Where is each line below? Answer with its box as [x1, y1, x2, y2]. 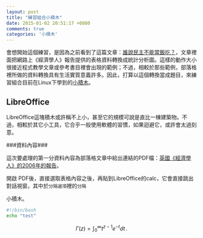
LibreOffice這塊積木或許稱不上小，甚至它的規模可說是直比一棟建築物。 [6, 113, 182, 121]
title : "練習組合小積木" [6, 14, 62, 21]
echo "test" [6, 213, 36, 219]
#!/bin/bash [6, 207, 36, 213]
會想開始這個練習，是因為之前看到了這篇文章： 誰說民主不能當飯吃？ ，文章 [6, 49, 192, 56]
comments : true [6, 25, 45, 32]
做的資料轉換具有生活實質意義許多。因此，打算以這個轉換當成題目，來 [16, 71, 192, 79]
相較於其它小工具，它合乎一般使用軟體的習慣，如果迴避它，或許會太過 [16, 121, 192, 128]
